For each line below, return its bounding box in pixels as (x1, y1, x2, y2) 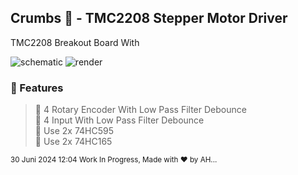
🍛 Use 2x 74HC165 (34, 136, 113, 148)
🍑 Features (10, 81, 64, 95)
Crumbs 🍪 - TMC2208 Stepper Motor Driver (10, 10, 288, 27)
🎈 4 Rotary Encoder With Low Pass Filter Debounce (34, 104, 247, 116)
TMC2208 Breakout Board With (10, 36, 140, 48)
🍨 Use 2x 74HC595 (34, 125, 115, 137)
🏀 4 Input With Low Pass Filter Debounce (34, 114, 205, 126)
